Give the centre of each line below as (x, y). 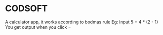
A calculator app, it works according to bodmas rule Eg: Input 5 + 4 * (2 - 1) (81, 22)
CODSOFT (26, 9)
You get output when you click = (38, 27)
